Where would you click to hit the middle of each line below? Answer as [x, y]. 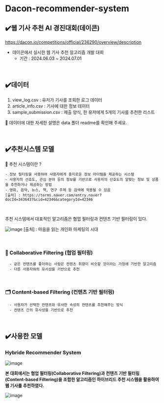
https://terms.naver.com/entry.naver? [62, 195]
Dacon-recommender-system [67, 9]
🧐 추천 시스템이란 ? [23, 164]
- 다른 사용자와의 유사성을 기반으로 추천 [45, 269]
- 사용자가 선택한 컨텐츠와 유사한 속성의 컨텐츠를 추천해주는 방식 [66, 305]
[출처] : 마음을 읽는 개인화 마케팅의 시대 [61, 229]
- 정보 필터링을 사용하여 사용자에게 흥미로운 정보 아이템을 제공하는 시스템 [70, 174]
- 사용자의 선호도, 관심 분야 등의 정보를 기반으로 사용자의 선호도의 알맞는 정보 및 [78, 179]
